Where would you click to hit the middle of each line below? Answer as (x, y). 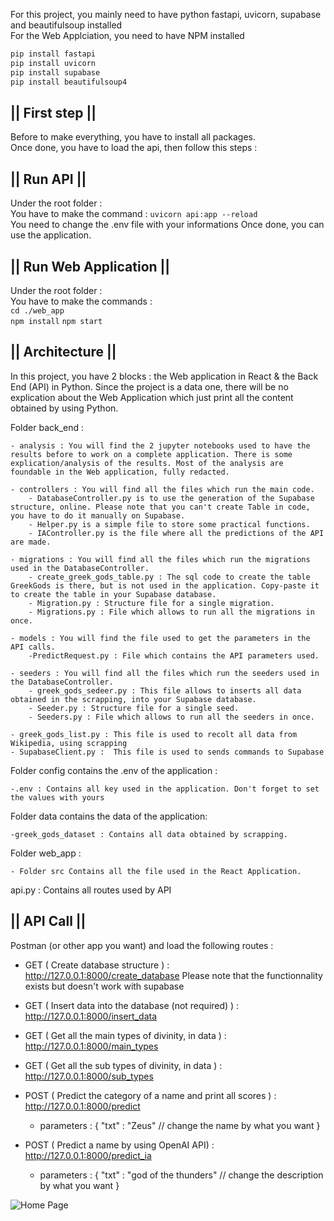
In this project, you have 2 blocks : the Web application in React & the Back (164, 376)
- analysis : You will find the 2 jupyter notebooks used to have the (160, 445)
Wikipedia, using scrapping (69, 743)
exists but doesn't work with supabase (104, 986)
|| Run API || (48, 179)
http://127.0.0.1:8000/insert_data (91, 1016)
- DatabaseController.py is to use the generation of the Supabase (171, 498)
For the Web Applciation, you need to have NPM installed (127, 35)
